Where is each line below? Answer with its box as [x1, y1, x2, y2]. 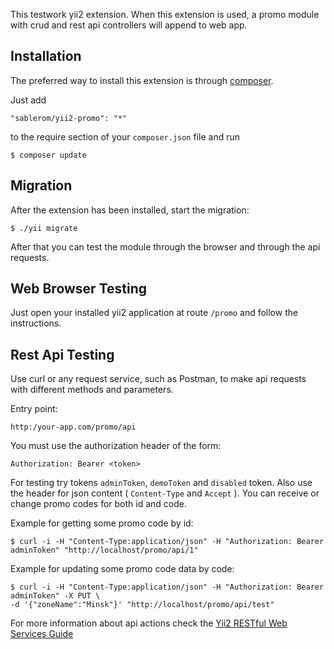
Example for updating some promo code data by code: [10, 563, 235, 575]
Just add [10, 94, 47, 106]
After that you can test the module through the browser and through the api [10, 240, 321, 253]
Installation [10, 48, 82, 65]
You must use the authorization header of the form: [10, 440, 222, 452]
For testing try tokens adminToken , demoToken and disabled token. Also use [10, 477, 313, 489]
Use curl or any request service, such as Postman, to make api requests [10, 373, 307, 385]
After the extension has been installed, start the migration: [10, 204, 250, 216]
